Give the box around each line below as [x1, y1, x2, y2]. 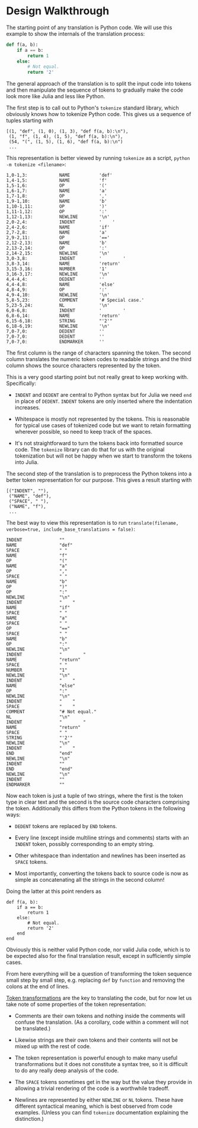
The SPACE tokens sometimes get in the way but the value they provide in [14, 1079, 193, 1086]
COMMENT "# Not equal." [6, 709, 97, 715]
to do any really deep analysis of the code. [14, 1067, 119, 1074]
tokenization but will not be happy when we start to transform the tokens [14, 452, 192, 459]
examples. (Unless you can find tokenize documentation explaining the [14, 1109, 189, 1116]
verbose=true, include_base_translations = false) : [6, 525, 135, 533]
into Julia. [14, 459, 39, 466]
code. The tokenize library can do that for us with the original [14, 446, 165, 453]
